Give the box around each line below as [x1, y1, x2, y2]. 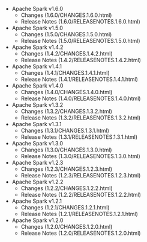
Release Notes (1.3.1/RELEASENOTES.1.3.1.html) [20, 133, 138, 141]
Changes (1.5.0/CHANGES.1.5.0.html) [20, 31, 112, 38]
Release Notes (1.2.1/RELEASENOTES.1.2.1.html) [20, 211, 138, 217]
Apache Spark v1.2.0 [11, 217, 64, 224]
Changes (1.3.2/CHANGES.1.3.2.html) [20, 108, 113, 115]
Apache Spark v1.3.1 [11, 121, 62, 127]
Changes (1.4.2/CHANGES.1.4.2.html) [20, 50, 113, 57]
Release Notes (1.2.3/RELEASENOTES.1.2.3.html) [20, 172, 141, 179]
